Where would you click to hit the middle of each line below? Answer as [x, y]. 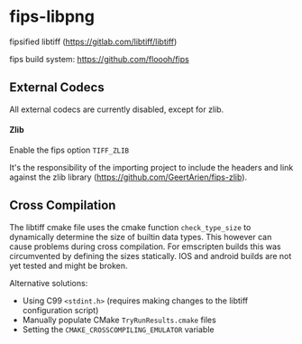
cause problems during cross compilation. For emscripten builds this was [145, 246]
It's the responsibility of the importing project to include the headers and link [151, 167]
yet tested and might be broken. [69, 265]
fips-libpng [52, 17]
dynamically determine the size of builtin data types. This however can [141, 237]
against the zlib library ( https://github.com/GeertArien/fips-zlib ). [128, 177]
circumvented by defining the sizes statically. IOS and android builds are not [151, 256]
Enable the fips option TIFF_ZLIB [69, 150]
